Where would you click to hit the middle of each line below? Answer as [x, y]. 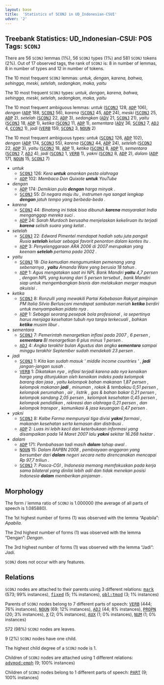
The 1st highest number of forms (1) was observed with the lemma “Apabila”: [82, 518]
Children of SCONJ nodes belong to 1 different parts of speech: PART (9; [76, 672]
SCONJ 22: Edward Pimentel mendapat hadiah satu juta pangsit [83, 236]
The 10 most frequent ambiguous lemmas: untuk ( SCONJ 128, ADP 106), [76, 107]
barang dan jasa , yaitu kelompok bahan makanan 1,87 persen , [84, 382]
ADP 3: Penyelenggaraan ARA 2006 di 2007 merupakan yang [81, 246]
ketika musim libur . [39, 325]
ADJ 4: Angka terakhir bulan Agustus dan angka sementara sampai [88, 345]
